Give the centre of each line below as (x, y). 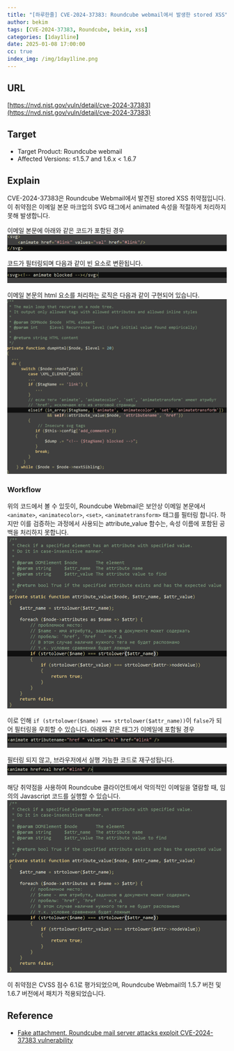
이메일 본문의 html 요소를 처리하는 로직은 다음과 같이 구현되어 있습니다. (103, 295)
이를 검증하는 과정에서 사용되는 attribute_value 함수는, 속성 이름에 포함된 (119, 523)
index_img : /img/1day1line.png (53, 59)
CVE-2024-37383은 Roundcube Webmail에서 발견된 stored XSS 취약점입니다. (117, 198)
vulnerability (55, 1040)
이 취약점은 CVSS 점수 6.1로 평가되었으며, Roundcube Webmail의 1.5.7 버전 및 (114, 985)
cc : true (20, 52)
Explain (24, 181)
